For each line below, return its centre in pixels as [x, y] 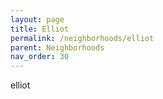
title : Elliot [40, 29]
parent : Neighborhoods [57, 47]
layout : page [37, 19]
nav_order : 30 [40, 57]
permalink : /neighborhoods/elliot [82, 38]
